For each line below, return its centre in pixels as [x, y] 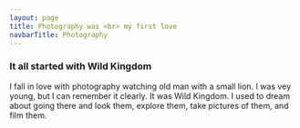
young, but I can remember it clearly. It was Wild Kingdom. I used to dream [150, 95]
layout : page [34, 18]
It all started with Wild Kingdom [81, 66]
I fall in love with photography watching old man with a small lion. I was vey [150, 86]
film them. [28, 115]
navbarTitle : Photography [58, 34]
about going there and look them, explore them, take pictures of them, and [149, 105]
